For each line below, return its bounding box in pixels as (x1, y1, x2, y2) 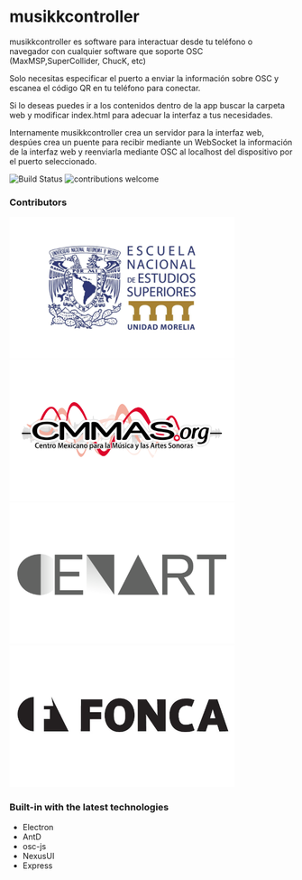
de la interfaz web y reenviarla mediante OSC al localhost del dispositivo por (9, 146, 293, 157)
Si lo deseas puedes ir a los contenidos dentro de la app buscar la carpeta (9, 99, 286, 110)
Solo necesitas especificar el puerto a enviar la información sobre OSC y (9, 72, 279, 83)
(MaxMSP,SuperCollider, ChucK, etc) (9, 55, 147, 66)
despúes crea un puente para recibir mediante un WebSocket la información (9, 136, 293, 147)
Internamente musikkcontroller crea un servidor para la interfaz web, (9, 126, 264, 137)
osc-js (22, 840, 47, 851)
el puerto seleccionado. (9, 155, 97, 166)
